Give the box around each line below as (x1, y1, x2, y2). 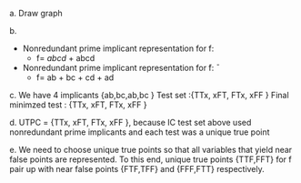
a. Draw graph (9, 8, 64, 18)
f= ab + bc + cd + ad (35, 72, 115, 83)
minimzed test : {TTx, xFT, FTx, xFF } (9, 99, 147, 110)
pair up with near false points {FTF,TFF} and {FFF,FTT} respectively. (9, 164, 266, 174)
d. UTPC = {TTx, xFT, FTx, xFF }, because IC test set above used (9, 117, 252, 127)
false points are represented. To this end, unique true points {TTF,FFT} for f (9, 154, 293, 165)
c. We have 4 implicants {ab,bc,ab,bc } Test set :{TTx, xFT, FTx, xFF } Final (9, 90, 289, 100)
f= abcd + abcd (35, 53, 95, 63)
